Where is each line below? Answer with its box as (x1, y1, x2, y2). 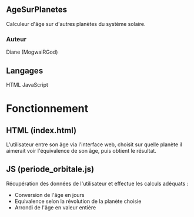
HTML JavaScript (6, 81, 49, 88)
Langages (6, 65, 44, 75)
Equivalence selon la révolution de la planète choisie (14, 198, 142, 205)
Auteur (6, 35, 26, 43)
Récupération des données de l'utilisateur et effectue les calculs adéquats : (6, 180, 189, 187)
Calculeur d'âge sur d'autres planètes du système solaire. (6, 20, 146, 27)
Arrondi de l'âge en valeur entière (14, 203, 96, 211)
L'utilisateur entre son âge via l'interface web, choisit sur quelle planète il (6, 141, 182, 148)
